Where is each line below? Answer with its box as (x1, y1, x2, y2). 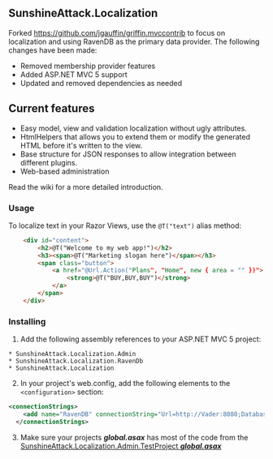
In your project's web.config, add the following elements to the (19, 379, 231, 388)
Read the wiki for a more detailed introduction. (8, 182, 164, 191)
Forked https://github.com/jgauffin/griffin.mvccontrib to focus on (8, 28, 226, 37)
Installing (8, 315, 46, 327)
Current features (8, 101, 95, 116)
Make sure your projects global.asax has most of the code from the (19, 432, 249, 442)
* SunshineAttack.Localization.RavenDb (8, 357, 144, 366)
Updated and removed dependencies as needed (19, 78, 183, 88)
